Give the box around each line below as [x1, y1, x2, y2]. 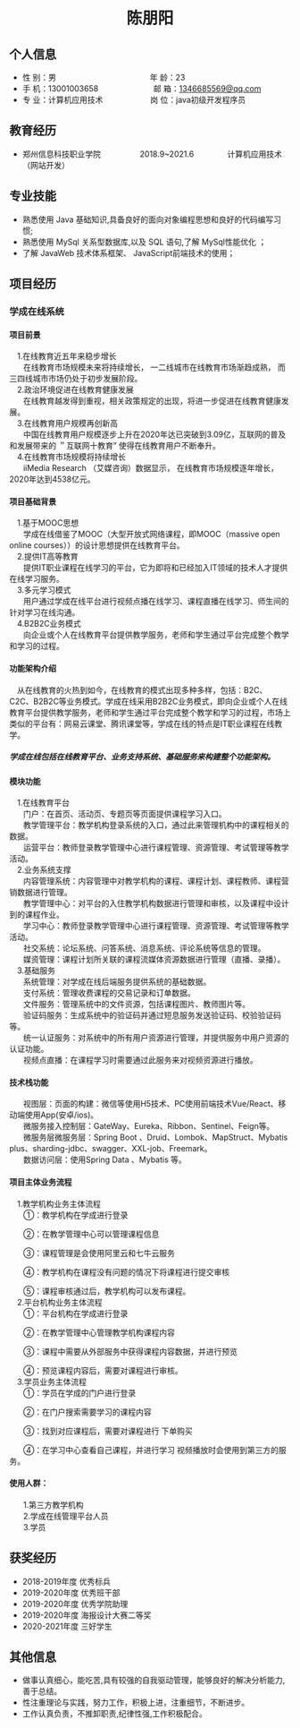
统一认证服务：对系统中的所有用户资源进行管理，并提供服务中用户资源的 [22, 1032, 289, 1043]
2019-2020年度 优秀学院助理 [21, 1598, 129, 1609]
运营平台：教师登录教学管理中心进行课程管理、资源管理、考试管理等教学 [22, 843, 289, 853]
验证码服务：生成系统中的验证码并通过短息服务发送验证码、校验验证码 [22, 1010, 281, 1021]
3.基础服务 [17, 965, 56, 976]
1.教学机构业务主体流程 [17, 1198, 101, 1209]
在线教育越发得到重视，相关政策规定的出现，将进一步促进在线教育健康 [22, 396, 281, 406]
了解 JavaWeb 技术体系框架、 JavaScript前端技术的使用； [21, 247, 236, 258]
